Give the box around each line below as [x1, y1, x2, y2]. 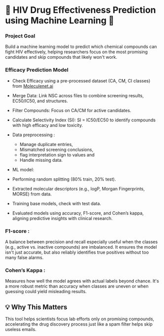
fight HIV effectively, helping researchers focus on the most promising [5, 49, 148, 55]
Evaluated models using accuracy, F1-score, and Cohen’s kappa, [12, 210, 144, 216]
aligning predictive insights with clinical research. [12, 215, 113, 221]
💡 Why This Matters [5, 303, 68, 311]
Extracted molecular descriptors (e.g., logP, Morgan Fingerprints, [12, 186, 145, 191]
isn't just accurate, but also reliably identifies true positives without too [5, 249, 149, 256]
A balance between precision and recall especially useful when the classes [5, 239, 158, 245]
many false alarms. [5, 255, 43, 261]
